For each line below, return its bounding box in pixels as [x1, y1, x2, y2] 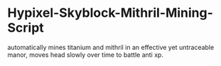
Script [7, 20, 44, 36]
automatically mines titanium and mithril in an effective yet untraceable [7, 43, 215, 51]
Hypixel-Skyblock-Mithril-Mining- [7, 5, 213, 21]
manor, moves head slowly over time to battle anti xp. [7, 51, 163, 59]
